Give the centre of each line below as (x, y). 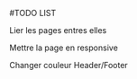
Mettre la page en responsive (64, 48)
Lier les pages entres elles (58, 30)
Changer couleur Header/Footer (68, 65)
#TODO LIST (33, 13)
